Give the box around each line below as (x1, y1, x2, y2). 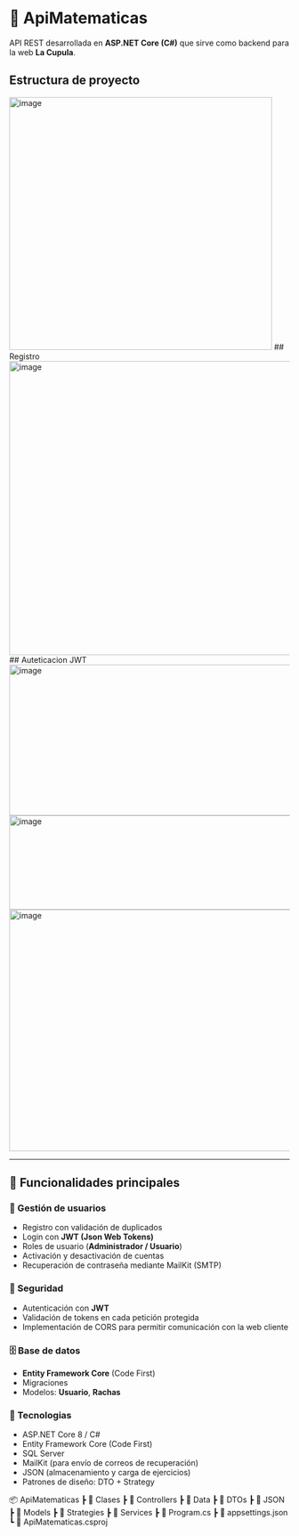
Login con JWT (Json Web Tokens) (21, 1231, 154, 1242)
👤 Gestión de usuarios (9, 1202, 107, 1214)
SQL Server (21, 1448, 65, 1459)
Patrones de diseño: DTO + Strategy (21, 1476, 156, 1487)
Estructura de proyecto (9, 73, 141, 88)
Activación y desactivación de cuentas (21, 1251, 165, 1262)
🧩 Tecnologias (9, 1409, 72, 1421)
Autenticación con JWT (21, 1303, 109, 1313)
